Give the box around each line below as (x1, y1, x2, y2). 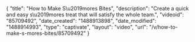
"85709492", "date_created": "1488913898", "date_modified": (6, 17, 157, 24)
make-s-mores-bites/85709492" (6, 30, 86, 37)
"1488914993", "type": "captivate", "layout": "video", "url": (6, 23, 148, 30)
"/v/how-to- (149, 23, 178, 30)
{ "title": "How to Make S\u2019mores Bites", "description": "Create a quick (6, 5, 189, 12)
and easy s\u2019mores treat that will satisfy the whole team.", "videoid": (6, 11, 184, 18)
